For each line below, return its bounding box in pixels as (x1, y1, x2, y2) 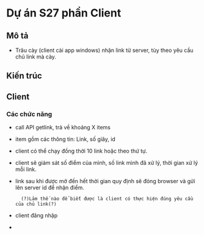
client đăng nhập (15, 212, 58, 219)
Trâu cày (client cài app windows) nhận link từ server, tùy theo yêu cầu (15, 46, 194, 54)
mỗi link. (15, 165, 37, 173)
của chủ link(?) (15, 201, 57, 208)
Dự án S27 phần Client (6, 6, 122, 20)
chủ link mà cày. (15, 53, 57, 60)
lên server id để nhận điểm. (15, 184, 84, 192)
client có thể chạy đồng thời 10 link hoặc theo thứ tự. (15, 147, 148, 155)
